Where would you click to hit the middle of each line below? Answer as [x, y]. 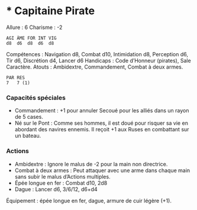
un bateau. [28, 136]
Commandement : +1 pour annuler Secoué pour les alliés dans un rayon [102, 111]
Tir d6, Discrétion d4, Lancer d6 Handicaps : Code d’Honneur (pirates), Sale [98, 60]
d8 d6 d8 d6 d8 [30, 43]
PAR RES [16, 77]
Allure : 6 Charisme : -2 [34, 27]
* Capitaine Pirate [51, 11]
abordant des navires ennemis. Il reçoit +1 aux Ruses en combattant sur [102, 130]
